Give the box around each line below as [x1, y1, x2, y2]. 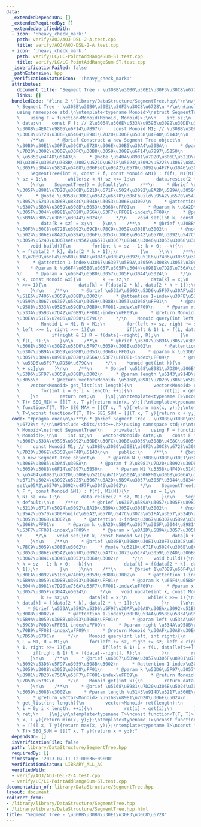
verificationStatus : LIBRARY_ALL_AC [11, 762, 103, 768]
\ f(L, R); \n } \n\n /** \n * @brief [17, 338, 133, 344]
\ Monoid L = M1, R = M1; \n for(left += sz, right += [17, 321, 191, 327]
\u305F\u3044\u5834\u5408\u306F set [17, 165, 106, 171]
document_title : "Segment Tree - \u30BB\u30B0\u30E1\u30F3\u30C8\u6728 [17, 87, 199, 93]
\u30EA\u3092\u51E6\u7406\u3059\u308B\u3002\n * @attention [17, 572, 181, 578]
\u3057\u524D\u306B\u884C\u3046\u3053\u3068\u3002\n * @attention [17, 199, 197, 205]
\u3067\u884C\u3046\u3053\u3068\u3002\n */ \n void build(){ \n [17, 555, 194, 561]
